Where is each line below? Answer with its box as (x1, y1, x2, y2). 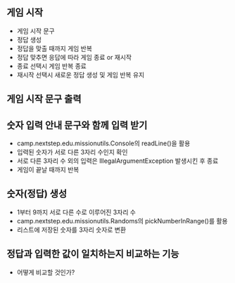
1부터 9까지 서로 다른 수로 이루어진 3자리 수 (16, 208, 136, 216)
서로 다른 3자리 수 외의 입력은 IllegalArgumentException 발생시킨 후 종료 (16, 157, 219, 165)
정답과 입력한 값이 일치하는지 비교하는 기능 (6, 248, 179, 260)
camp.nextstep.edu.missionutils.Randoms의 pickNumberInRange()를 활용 (16, 216, 228, 225)
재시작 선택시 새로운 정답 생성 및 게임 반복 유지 (16, 70, 145, 79)
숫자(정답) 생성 (6, 188, 68, 200)
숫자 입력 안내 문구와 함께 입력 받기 (6, 119, 148, 131)
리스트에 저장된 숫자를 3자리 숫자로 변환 (16, 225, 127, 234)
